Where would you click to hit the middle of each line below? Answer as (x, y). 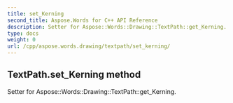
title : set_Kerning (36, 14)
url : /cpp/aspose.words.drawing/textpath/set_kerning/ (89, 46)
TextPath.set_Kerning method (74, 75)
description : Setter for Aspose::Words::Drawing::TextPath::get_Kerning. (117, 27)
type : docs (23, 33)
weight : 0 (22, 40)
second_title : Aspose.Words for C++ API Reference (83, 20)
